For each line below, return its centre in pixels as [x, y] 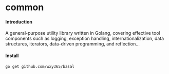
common [25, 7]
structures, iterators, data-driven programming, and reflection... [73, 44]
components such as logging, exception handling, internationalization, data [85, 39]
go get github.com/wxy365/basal [40, 66]
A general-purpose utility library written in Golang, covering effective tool [83, 33]
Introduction [19, 21]
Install [12, 56]
